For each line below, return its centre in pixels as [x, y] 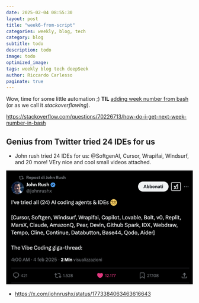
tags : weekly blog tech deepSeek [47, 69]
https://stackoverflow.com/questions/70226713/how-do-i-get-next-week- [96, 117]
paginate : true [25, 81]
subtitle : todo [25, 44]
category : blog [25, 38]
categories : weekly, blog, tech [46, 31]
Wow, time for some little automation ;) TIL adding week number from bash [97, 99]
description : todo [29, 50]
